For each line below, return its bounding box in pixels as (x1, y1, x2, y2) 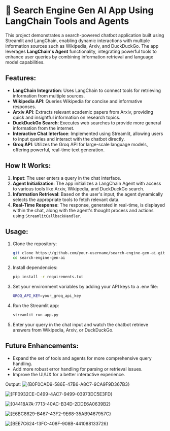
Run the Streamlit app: (12, 302, 59, 309)
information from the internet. (12, 125, 75, 131)
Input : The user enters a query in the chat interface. (12, 175, 122, 181)
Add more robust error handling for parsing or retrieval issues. (12, 366, 143, 372)
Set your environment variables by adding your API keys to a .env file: (12, 284, 158, 289)
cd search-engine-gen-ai (12, 255, 65, 260)
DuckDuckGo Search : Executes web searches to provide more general (12, 119, 161, 126)
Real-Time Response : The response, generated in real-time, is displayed (12, 202, 165, 208)
